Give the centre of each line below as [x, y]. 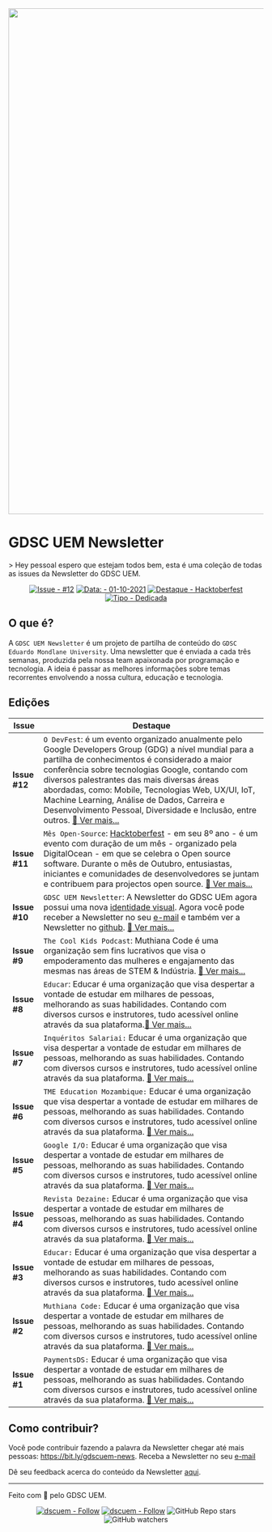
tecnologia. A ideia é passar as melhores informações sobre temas [119, 668]
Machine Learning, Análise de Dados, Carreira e [134, 800]
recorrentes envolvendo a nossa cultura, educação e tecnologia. [116, 677]
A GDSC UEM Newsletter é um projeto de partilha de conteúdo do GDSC [123, 643]
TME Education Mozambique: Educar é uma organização [147, 1091]
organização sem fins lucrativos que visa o [125, 950]
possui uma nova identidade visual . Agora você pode [144, 907]
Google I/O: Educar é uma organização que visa [136, 1144]
